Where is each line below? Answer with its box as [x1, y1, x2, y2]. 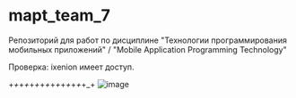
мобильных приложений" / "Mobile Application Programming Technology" [8, 44, 288, 54]
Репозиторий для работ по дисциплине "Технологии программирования [8, 35, 288, 45]
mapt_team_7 [8, 5, 111, 26]
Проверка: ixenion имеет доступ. [8, 61, 135, 72]
